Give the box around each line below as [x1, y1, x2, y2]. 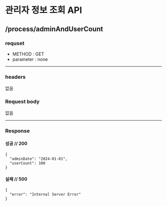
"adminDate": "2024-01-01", [9, 156, 68, 161]
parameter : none [12, 56, 48, 62]
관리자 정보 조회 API [5, 4, 83, 16]
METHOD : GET [12, 51, 44, 57]
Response [5, 128, 30, 135]
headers [5, 73, 26, 80]
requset [5, 39, 25, 46]
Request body [5, 98, 40, 105]
